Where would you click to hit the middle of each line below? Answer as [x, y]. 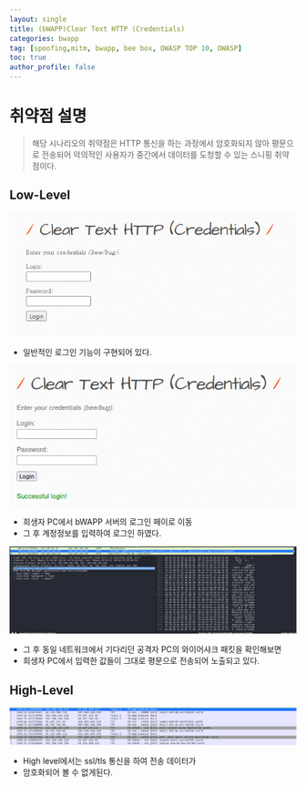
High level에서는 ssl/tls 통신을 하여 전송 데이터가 [109, 760]
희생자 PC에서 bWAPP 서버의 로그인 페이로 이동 [107, 522]
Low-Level [40, 195]
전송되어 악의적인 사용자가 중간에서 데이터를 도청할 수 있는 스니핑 [157, 154]
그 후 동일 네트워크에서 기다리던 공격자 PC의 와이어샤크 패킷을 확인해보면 [152, 649]
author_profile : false [52, 67]
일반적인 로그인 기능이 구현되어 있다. [87, 352]
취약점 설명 [48, 116]
